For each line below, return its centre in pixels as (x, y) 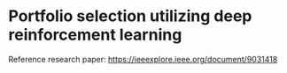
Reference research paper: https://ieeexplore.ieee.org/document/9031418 (143, 59)
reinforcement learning (95, 35)
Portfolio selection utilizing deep (130, 16)
